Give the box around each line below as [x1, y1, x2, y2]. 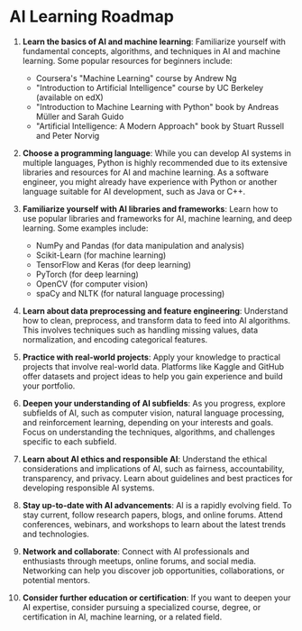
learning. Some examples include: [22, 223, 149, 233]
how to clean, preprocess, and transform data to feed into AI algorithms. [22, 315, 291, 325]
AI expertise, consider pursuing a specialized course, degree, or [22, 601, 261, 612]
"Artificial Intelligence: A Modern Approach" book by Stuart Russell [35, 120, 285, 132]
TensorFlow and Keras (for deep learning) [35, 259, 192, 270]
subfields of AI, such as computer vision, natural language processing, [22, 407, 285, 418]
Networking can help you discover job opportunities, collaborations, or [22, 565, 285, 576]
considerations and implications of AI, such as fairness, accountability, [22, 462, 285, 474]
